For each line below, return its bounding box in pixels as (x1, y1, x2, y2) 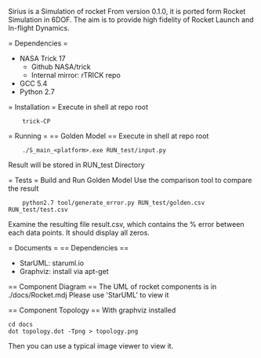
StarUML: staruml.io (19, 258, 85, 268)
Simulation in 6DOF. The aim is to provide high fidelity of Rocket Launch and (8, 15, 254, 24)
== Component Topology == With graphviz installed (8, 305, 176, 315)
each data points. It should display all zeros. (8, 228, 150, 237)
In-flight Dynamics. (8, 24, 70, 32)
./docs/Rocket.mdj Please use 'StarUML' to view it (8, 290, 169, 299)
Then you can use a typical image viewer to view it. (8, 342, 174, 350)
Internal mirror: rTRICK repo (31, 71, 121, 79)
